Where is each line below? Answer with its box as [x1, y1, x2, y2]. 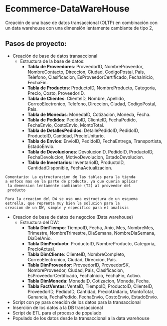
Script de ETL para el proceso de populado [12, 309, 102, 316]
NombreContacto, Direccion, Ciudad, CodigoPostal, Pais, [27, 69, 145, 75]
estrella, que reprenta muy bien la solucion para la [5, 201, 120, 206]
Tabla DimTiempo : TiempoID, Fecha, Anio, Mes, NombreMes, [27, 224, 154, 231]
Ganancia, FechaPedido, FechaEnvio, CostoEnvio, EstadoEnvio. [27, 294, 158, 300]
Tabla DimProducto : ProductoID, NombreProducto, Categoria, [27, 240, 156, 246]
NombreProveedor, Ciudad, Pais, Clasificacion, [27, 267, 124, 273]
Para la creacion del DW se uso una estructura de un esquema [5, 196, 138, 201]
